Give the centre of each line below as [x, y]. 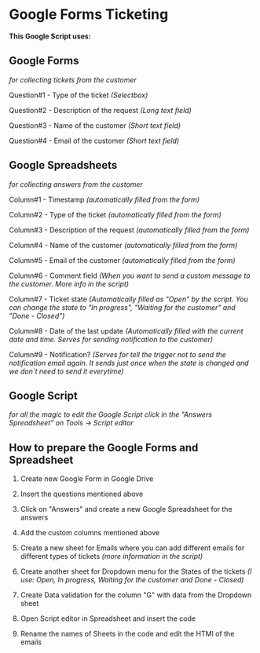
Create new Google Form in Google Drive [87, 479]
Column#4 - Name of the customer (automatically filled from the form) [123, 245]
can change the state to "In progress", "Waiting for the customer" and [123, 307]
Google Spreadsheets [63, 165]
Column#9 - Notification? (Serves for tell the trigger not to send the [118, 354]
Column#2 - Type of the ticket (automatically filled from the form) [115, 214]
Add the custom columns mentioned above [90, 533]
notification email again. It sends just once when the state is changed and [129, 363]
